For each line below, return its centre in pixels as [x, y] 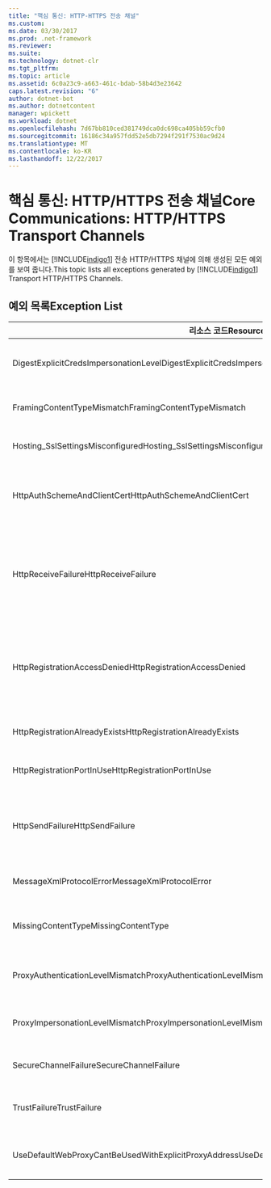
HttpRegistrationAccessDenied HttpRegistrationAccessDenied [129, 667]
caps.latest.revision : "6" [54, 91]
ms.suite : [25, 53]
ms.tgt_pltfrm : [34, 69]
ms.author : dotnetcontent [52, 106]
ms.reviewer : [30, 46]
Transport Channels [77, 236]
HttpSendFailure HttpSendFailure [74, 826]
